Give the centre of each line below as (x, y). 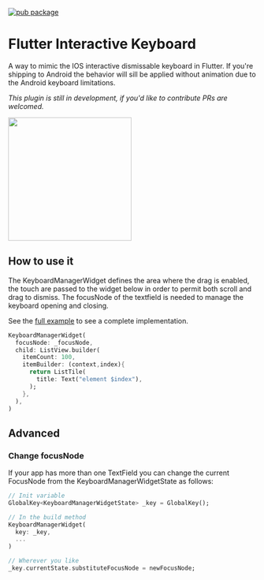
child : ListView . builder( (58, 350)
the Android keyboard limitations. (62, 82)
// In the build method (47, 517)
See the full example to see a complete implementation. (99, 320)
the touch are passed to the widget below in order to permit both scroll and (130, 289)
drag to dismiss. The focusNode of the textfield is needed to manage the (126, 297)
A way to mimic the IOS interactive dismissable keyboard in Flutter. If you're (131, 65)
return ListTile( (58, 372)
